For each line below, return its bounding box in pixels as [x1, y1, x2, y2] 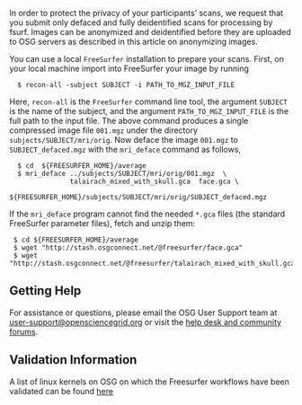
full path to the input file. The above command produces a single [9, 116, 249, 126]
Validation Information [9, 352, 138, 367]
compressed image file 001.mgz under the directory [9, 125, 199, 136]
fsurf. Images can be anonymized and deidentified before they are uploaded [9, 27, 292, 37]
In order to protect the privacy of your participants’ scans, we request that [9, 8, 284, 18]
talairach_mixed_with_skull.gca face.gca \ [69, 177, 240, 186]
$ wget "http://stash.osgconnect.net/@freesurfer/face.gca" [13, 243, 244, 252]
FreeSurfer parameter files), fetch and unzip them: [9, 218, 196, 228]
